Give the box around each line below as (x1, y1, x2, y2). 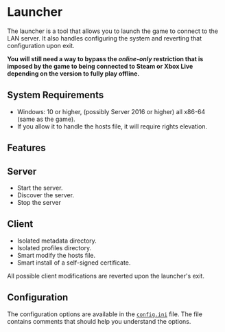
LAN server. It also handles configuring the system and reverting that (7, 34, 202, 42)
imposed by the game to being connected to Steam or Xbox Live (7, 62, 193, 70)
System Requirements (7, 89, 104, 101)
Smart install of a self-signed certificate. (16, 258, 131, 267)
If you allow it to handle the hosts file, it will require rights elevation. (16, 122, 208, 131)
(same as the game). (16, 115, 75, 123)
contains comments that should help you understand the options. (7, 317, 191, 325)
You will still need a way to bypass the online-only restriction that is (7, 54, 204, 63)
